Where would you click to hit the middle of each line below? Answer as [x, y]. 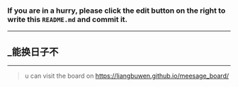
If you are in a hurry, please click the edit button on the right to [117, 11]
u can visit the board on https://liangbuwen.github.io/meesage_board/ [127, 76]
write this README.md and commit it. [68, 19]
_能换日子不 [33, 52]
